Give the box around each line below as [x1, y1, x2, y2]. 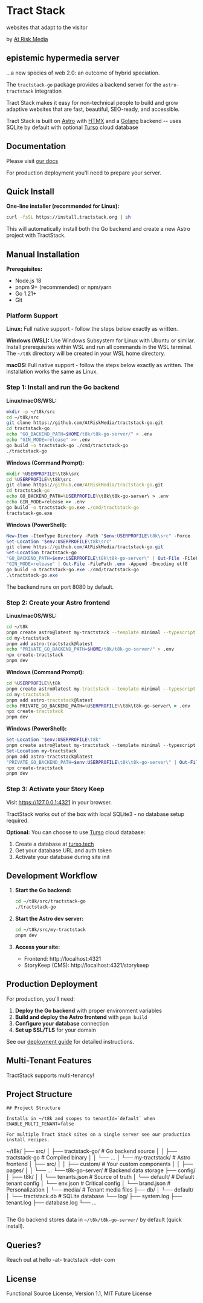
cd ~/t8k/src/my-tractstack [14, 927, 86, 933]
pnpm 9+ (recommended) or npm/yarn [14, 283, 112, 291]
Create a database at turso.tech [14, 840, 94, 847]
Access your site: [14, 943, 60, 950]
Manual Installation [6, 249, 80, 259]
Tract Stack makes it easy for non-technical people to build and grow [6, 99, 178, 106]
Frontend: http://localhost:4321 [24, 955, 101, 962]
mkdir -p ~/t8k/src [6, 408, 56, 415]
